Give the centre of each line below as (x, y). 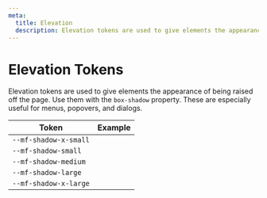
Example (114, 128)
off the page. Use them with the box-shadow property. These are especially (130, 100)
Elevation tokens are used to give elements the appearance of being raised (131, 91)
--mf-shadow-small (47, 151)
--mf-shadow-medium (49, 162)
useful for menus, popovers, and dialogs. (75, 109)
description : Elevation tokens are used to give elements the (120, 30)
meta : (17, 15)
